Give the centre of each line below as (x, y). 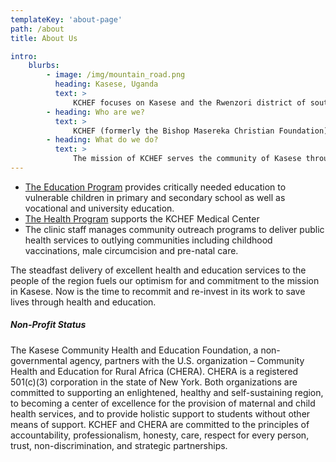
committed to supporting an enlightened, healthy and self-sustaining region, (167, 392)
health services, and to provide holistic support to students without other (160, 413)
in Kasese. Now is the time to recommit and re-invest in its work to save (158, 291)
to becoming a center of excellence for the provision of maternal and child (163, 403)
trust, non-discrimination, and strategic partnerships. (119, 445)
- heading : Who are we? (95, 112)
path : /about (37, 29)
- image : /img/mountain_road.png (116, 75)
